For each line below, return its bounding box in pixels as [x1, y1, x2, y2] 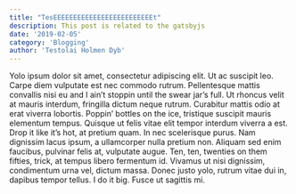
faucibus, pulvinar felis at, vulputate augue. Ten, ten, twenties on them [9, 146, 267, 157]
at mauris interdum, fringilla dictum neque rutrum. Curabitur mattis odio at [9, 99, 281, 109]
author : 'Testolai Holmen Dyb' [9, 46, 126, 55]
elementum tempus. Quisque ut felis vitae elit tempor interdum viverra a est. [9, 117, 288, 129]
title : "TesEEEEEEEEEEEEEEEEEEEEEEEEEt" [9, 12, 162, 22]
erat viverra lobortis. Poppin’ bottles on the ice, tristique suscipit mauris [9, 109, 272, 119]
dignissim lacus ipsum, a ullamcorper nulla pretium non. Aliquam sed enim [9, 137, 282, 148]
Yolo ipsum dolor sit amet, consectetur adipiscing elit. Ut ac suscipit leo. [9, 70, 274, 81]
